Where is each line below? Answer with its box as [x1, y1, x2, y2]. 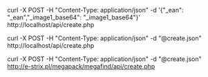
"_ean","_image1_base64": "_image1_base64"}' [7, 13, 140, 22]
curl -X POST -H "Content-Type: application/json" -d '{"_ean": [7, 6, 184, 14]
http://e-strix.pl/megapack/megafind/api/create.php [7, 62, 155, 70]
